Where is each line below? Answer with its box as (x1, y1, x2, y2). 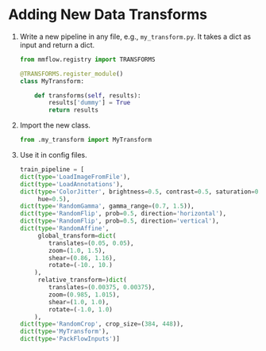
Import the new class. (19, 120, 91, 130)
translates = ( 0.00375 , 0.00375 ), (48, 284, 156, 292)
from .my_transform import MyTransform (19, 136, 152, 144)
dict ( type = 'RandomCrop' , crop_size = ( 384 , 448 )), (19, 320, 184, 328)
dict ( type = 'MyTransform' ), (19, 327, 110, 336)
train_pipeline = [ (19, 166, 85, 174)
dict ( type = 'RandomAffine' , (19, 224, 110, 233)
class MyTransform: (19, 77, 85, 85)
